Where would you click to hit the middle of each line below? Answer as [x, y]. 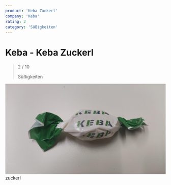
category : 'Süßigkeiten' [32, 27]
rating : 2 [16, 21]
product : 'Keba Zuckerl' [32, 11]
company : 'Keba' [22, 16]
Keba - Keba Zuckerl [49, 53]
